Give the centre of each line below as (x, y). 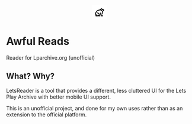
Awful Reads (38, 42)
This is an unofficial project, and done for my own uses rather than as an (95, 108)
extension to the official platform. (47, 115)
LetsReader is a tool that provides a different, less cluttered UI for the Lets (96, 90)
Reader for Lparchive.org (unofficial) (51, 57)
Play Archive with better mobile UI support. (59, 97)
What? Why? (31, 76)
